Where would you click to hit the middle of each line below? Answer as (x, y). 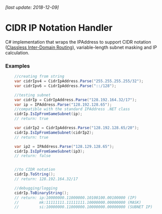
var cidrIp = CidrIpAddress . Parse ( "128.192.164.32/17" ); (76, 100)
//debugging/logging (36, 188)
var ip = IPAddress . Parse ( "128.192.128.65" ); (63, 104)
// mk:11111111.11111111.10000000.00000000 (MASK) (78, 202)
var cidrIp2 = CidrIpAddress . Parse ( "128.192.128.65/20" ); (77, 128)
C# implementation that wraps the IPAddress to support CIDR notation (78, 42)
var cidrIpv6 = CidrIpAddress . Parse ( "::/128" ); (65, 86)
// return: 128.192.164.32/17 (46, 179)
